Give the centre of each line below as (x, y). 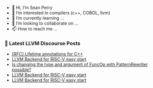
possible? (21, 70)
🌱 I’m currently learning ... (38, 18)
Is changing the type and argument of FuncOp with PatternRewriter (80, 64)
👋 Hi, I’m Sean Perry (32, 8)
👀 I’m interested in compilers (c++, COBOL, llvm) (61, 13)
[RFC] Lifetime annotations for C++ (47, 54)
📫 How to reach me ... (34, 29)
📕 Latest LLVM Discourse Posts (43, 43)
